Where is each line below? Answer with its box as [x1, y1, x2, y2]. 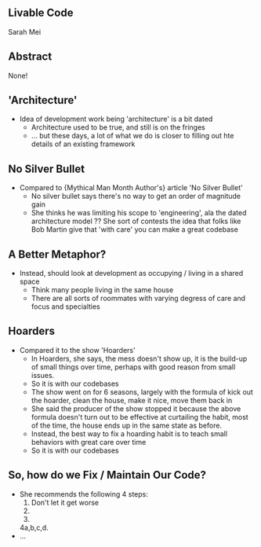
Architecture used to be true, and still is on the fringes [31, 123, 205, 132]
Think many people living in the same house [31, 285, 174, 295]
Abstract [8, 50, 53, 64]
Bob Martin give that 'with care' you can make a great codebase [31, 225, 239, 234]
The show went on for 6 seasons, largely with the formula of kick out [31, 387, 253, 396]
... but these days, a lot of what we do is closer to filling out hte [31, 131, 234, 141]
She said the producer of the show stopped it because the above [31, 404, 241, 413]
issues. [31, 370, 55, 380]
